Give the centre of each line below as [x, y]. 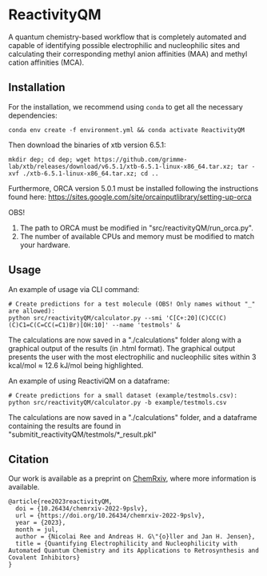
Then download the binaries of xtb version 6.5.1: [87, 145]
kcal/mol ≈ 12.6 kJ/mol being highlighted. [76, 365]
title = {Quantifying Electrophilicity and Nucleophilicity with [127, 544]
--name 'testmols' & [146, 325]
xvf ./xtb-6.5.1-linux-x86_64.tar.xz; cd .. [84, 174]
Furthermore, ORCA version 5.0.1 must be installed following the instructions [133, 188]
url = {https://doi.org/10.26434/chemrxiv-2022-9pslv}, [110, 516]
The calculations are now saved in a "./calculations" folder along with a [125, 340]
